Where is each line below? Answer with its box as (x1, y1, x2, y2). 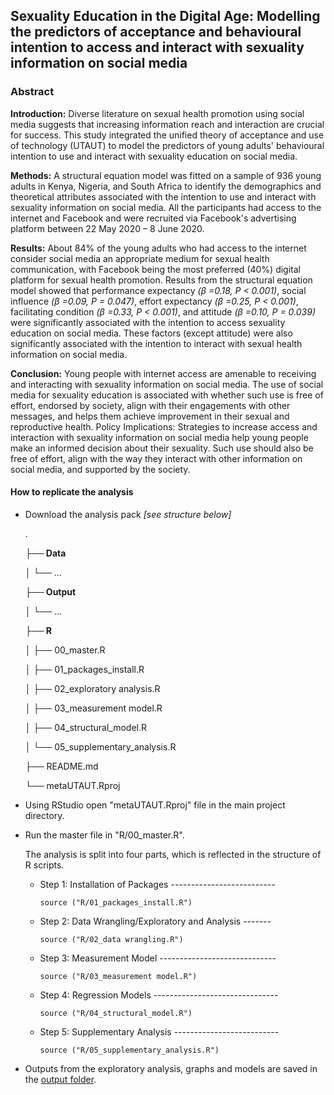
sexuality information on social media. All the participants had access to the (10, 201, 322, 213)
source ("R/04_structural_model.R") (39, 1008, 193, 1018)
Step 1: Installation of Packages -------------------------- (39, 878, 276, 890)
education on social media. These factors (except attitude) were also (10, 327, 293, 339)
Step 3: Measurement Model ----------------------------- (39, 952, 277, 964)
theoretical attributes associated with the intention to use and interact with (10, 190, 317, 203)
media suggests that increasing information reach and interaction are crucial (10, 118, 325, 130)
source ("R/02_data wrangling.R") (39, 934, 184, 944)
